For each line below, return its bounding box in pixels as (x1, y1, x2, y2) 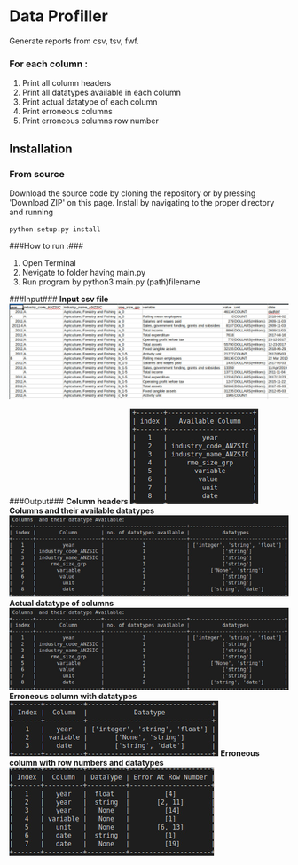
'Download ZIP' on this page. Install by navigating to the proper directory (9, 197, 275, 207)
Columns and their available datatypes (9, 505, 155, 516)
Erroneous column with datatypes (9, 691, 137, 702)
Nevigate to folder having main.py (21, 267, 146, 277)
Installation (9, 141, 73, 156)
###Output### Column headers (9, 495, 129, 506)
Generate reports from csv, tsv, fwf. (9, 35, 139, 46)
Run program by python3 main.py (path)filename (21, 277, 201, 287)
